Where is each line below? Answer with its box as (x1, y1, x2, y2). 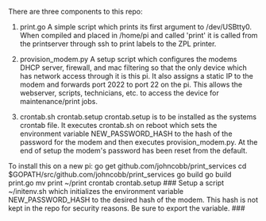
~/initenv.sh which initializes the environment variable (8, 187, 184, 196)
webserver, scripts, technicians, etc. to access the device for (19, 88, 220, 98)
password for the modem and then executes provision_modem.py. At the (19, 138, 258, 146)
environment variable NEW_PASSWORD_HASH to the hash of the (19, 129, 233, 138)
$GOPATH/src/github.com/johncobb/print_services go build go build (8, 170, 232, 179)
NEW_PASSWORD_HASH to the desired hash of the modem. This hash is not (8, 195, 258, 204)
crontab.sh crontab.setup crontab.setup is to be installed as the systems (19, 112, 256, 122)
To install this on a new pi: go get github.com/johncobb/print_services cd (8, 161, 247, 170)
